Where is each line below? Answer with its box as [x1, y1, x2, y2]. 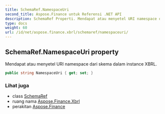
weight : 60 [5, 25, 27, 30]
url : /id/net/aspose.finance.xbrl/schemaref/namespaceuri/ [5, 30, 129, 35]
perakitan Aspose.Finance [12, 103, 65, 109]
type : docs [5, 21, 27, 26]
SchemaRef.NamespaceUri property [5, 48, 119, 56]
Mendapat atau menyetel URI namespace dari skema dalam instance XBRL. [5, 61, 157, 67]
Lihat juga [5, 82, 29, 89]
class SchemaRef [12, 93, 48, 99]
